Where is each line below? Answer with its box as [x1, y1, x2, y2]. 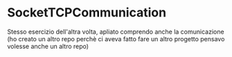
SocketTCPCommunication [7, 5, 167, 21]
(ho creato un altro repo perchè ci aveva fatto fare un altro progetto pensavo [7, 34, 225, 43]
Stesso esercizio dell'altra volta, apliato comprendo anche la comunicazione [7, 27, 224, 36]
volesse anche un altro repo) [7, 42, 89, 50]
